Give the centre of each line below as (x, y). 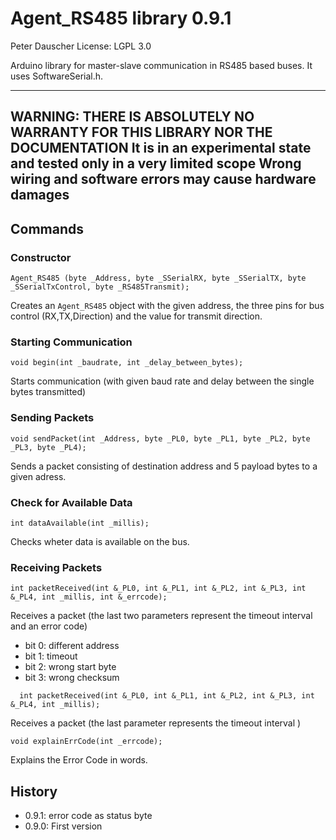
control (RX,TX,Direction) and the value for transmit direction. (136, 316)
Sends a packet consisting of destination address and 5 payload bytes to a (164, 466)
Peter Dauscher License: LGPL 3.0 (81, 46)
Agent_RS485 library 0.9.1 (121, 18)
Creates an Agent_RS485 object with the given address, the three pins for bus (167, 306)
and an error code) (49, 626)
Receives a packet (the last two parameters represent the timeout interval (161, 616)
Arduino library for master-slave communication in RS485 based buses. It (161, 65)
